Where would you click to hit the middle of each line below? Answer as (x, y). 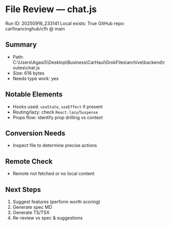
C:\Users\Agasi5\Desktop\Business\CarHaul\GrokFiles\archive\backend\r (89, 62)
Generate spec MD (32, 207)
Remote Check (29, 161)
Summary (21, 45)
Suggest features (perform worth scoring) (56, 202)
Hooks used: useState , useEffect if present (58, 106)
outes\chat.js (26, 67)
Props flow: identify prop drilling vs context (58, 117)
